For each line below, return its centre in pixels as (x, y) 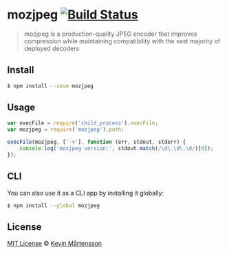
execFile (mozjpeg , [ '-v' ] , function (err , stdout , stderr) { (97, 142)
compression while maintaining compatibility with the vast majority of (122, 41)
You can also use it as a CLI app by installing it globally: (85, 193)
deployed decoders (52, 48)
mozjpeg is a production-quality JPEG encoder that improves (110, 34)
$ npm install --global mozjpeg (53, 205)
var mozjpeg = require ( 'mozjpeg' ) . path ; (66, 130)
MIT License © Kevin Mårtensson (54, 244)
